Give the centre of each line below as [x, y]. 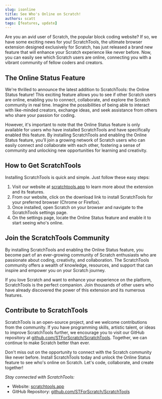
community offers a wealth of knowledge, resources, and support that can [79, 265]
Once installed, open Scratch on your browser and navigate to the [78, 207]
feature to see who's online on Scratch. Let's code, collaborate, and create [79, 362]
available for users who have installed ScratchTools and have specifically [78, 130]
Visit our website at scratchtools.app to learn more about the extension [83, 187]
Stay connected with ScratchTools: [40, 377]
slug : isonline [20, 9]
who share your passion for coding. [40, 115]
